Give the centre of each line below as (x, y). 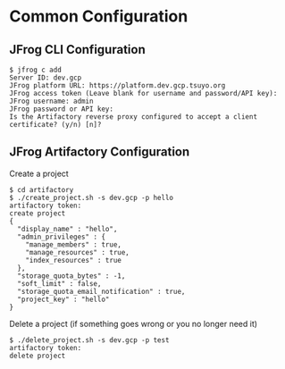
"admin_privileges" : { (61, 237)
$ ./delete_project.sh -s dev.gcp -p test (89, 340)
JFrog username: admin (51, 101)
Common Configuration (99, 17)
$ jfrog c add (36, 70)
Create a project (39, 173)
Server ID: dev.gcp (46, 78)
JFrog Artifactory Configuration (100, 152)
